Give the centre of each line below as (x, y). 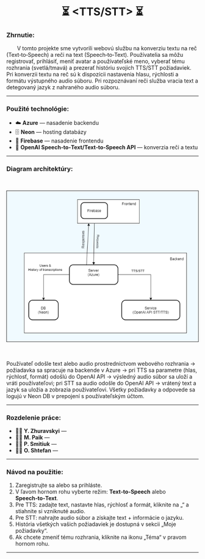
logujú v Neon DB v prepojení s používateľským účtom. (75, 396)
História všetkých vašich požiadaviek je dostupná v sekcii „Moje (95, 524)
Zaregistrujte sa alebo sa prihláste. (59, 485)
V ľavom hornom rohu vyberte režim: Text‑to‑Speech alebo (90, 492)
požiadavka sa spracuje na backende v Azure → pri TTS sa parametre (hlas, (102, 370)
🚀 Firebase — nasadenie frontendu (59, 141)
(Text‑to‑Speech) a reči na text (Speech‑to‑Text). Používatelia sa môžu (95, 55)
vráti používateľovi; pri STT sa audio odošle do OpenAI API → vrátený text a (101, 383)
